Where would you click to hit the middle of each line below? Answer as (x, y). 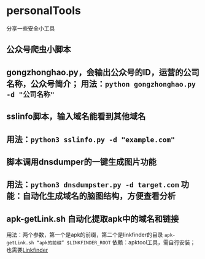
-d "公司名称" (31, 94)
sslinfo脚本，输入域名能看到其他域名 (76, 117)
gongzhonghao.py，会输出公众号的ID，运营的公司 (103, 72)
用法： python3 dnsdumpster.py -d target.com (93, 185)
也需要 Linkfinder (27, 250)
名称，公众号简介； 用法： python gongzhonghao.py (101, 84)
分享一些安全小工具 (31, 28)
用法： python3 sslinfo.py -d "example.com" (91, 139)
